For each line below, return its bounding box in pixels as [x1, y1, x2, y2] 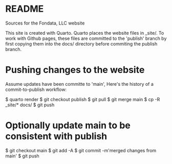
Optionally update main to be [5, 120, 131, 131]
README [5, 3, 44, 15]
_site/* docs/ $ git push [5, 102, 55, 108]
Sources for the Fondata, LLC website [5, 20, 85, 26]
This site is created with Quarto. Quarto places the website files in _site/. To [5, 30, 164, 36]
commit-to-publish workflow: [5, 86, 67, 92]
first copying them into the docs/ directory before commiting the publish [5, 40, 158, 46]
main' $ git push [5, 153, 39, 159]
